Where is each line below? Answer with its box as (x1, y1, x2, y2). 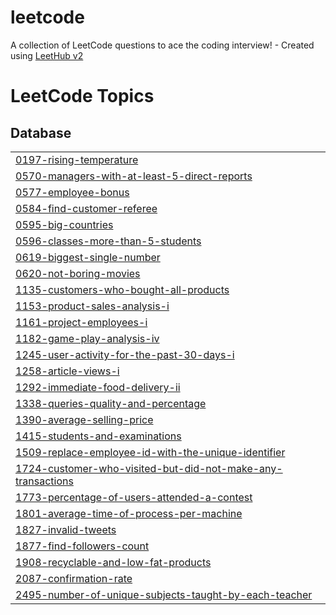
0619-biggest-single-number (15, 250, 161, 264)
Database (10, 124, 72, 141)
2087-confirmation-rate (15, 571, 133, 585)
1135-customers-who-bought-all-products (15, 282, 230, 296)
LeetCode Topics (10, 85, 155, 108)
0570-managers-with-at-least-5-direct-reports (15, 169, 253, 183)
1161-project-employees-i (15, 315, 148, 329)
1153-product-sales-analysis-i (15, 299, 170, 313)
